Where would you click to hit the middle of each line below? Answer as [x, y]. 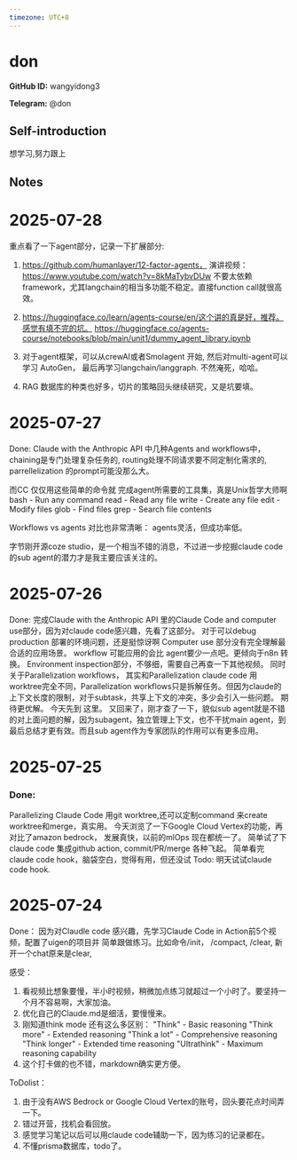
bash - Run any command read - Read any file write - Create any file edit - [145, 499]
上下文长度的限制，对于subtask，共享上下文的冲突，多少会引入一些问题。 [144, 697]
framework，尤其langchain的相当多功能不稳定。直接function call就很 [148, 287]
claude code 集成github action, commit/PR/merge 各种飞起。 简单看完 [137, 848]
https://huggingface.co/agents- [152, 328]
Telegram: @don [40, 103]
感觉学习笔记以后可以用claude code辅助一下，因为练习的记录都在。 [146, 1135]
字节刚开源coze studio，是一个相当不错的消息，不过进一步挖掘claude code [146, 546]
